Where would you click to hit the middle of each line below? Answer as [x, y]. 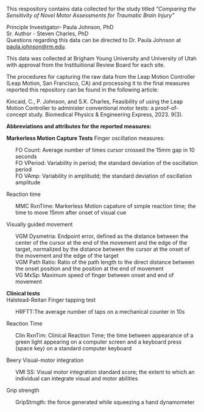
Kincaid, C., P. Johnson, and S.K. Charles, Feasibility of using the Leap [95, 101]
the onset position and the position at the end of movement [89, 269]
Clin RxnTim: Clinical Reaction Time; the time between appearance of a [104, 335]
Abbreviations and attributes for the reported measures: [79, 126]
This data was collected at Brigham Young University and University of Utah [101, 58]
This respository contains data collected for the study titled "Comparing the [101, 9]
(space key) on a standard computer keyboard [73, 348]
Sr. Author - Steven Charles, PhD [47, 34]
